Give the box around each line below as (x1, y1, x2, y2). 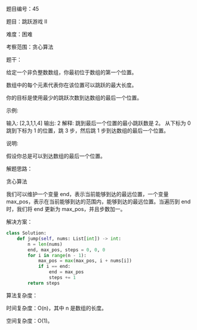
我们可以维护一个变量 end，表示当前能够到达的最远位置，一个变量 (6, 191, 169, 197)
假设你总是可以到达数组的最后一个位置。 (6, 152, 106, 160)
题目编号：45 (6, 5, 39, 12)
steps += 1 (48, 274, 76, 280)
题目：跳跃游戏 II (6, 18, 48, 25)
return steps (27, 280, 60, 286)
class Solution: (6, 230, 47, 236)
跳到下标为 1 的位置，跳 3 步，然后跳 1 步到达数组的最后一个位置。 (6, 127, 169, 134)
